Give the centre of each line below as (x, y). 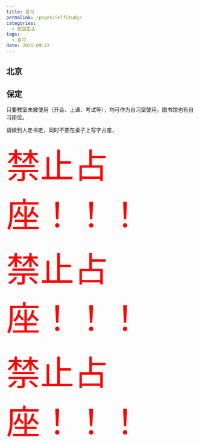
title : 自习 (20, 12)
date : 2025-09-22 (28, 46)
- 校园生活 (24, 29)
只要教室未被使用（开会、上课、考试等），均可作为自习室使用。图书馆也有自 (100, 110)
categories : (21, 23)
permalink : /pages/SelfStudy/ (44, 18)
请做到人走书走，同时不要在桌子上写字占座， (62, 130)
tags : (13, 34)
